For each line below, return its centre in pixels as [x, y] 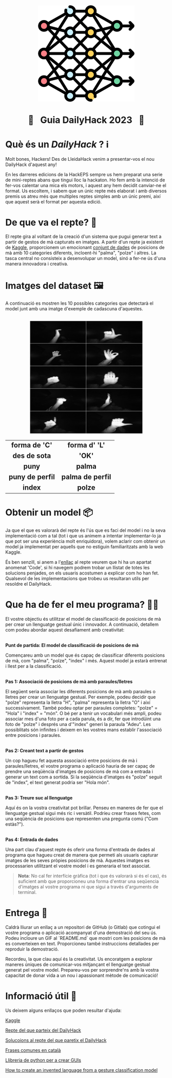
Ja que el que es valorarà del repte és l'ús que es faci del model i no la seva [85, 530]
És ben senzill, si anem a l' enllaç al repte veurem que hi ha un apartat [78, 562]
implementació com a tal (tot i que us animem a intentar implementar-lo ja [83, 536]
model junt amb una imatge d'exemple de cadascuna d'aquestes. [74, 309]
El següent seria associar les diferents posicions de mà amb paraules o [80, 692]
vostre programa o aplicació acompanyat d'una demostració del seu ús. [81, 933]
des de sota [32, 456]
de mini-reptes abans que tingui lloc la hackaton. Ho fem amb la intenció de [85, 180]
